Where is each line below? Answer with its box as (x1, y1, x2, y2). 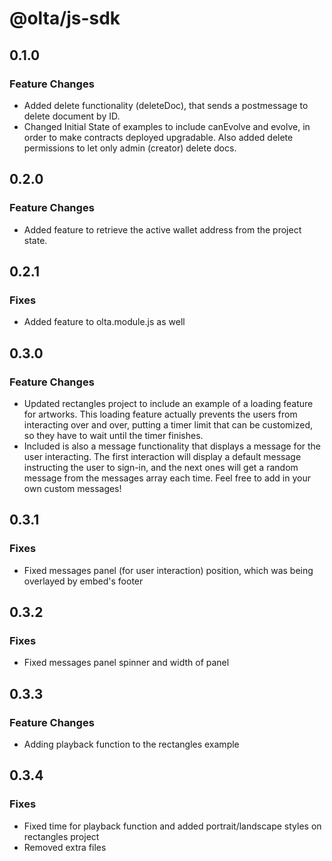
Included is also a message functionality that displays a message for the (23, 440, 321, 452)
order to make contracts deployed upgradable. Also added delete (23, 131, 294, 143)
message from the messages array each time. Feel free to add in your (23, 472, 311, 484)
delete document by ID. (23, 110, 121, 122)
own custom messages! (23, 482, 122, 494)
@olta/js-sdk (9, 7, 121, 30)
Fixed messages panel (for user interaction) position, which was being (23, 564, 314, 576)
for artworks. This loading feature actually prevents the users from (23, 408, 298, 420)
